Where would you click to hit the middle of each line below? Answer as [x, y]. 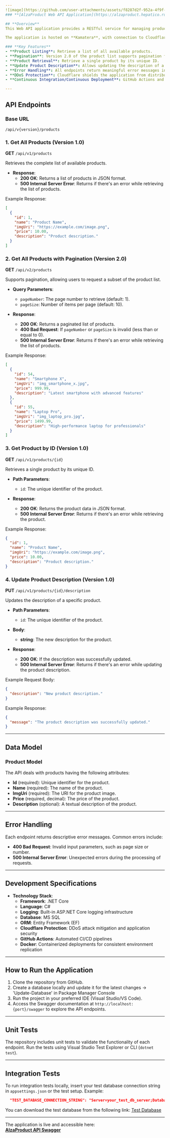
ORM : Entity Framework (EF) [50, 922]
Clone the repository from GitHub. [48, 982]
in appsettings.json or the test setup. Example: [54, 1091]
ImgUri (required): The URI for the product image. [64, 793]
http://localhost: [114, 1004]
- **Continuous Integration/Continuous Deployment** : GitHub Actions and [85, 80]
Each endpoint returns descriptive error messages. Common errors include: [84, 837]
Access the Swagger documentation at [53, 1004]
